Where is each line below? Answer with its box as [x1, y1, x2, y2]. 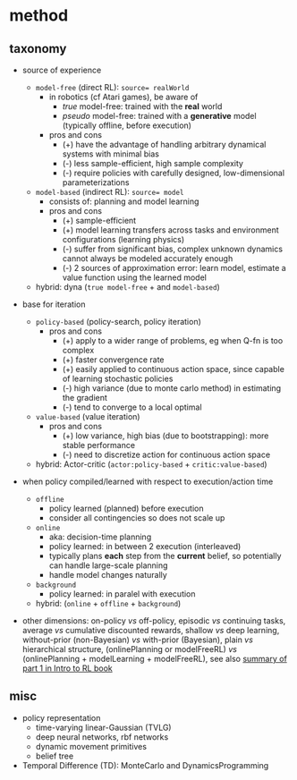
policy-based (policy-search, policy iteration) [35, 317, 201, 326]
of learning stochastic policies [62, 373, 174, 384]
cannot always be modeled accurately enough [62, 253, 233, 264]
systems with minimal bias [62, 148, 159, 159]
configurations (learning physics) [62, 234, 185, 244]
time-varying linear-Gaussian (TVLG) [35, 722, 172, 733]
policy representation [21, 712, 101, 723]
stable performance [62, 440, 136, 450]
